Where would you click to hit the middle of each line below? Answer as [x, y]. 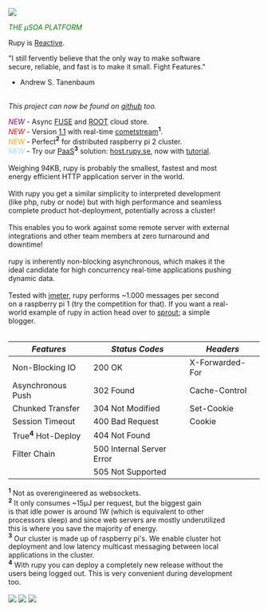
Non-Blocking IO [44, 367]
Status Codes [138, 349]
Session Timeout [44, 421]
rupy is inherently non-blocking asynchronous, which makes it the [117, 261]
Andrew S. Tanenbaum [57, 82]
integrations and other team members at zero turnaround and [109, 236]
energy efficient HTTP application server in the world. [97, 177]
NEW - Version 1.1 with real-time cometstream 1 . [86, 131]
